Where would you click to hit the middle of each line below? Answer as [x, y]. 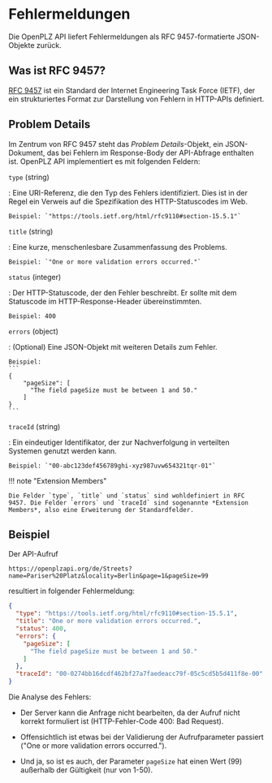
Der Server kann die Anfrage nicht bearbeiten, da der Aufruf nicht [130, 712]
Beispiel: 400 [32, 316]
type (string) [29, 177]
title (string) [31, 231]
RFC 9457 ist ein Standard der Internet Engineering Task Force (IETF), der [132, 90]
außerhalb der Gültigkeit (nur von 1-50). [86, 770]
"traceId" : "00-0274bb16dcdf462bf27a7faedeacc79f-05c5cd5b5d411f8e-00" [140, 674]
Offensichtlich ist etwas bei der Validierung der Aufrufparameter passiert [142, 737]
